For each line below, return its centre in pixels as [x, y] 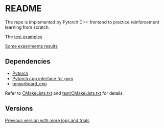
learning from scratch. [27, 27]
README [23, 9]
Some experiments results [31, 46]
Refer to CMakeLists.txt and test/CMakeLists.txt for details [64, 93]
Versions [19, 109]
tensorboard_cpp [30, 84]
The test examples [24, 37]
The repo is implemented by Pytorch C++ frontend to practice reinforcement [82, 22]
